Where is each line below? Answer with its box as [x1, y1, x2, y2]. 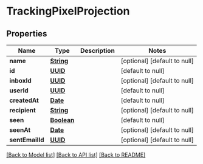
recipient [9, 106, 36, 114]
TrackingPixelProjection [6, 4, 130, 18]
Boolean [50, 116, 75, 124]
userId [9, 86, 29, 95]
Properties [6, 29, 47, 39]
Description [80, 47, 115, 55]
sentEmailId [9, 135, 44, 144]
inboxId [9, 77, 32, 84]
